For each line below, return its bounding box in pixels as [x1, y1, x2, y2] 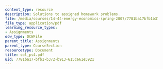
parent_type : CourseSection [5, 43, 62, 48]
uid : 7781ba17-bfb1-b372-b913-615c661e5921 [5, 57, 95, 62]
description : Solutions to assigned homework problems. [5, 12, 120, 17]
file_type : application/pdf [5, 20, 62, 26]
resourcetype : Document [5, 48, 53, 52]
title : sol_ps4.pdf [5, 52, 45, 57]
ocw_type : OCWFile [5, 34, 42, 39]
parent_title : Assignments [5, 39, 60, 44]
